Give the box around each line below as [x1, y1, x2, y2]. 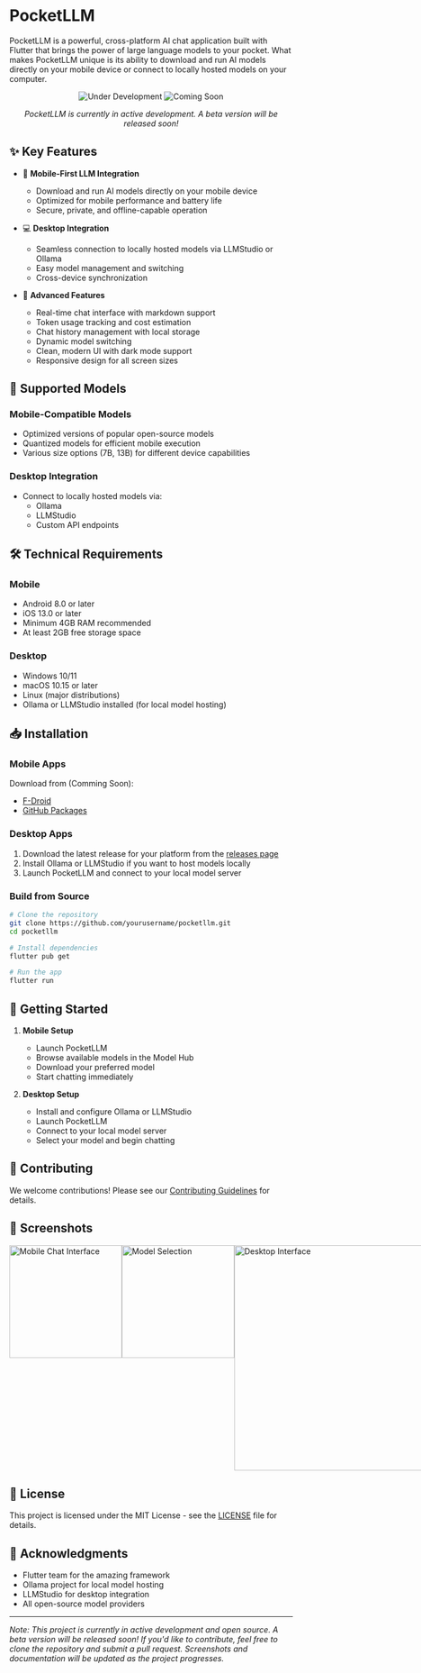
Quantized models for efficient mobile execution [22, 438, 201, 449]
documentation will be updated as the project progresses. [9, 1653, 225, 1664]
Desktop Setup [22, 1088, 80, 1099]
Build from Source [9, 889, 90, 902]
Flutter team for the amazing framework [22, 1569, 171, 1581]
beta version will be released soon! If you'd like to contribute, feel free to [9, 1634, 279, 1645]
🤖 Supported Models [9, 381, 127, 396]
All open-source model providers [22, 1598, 146, 1609]
